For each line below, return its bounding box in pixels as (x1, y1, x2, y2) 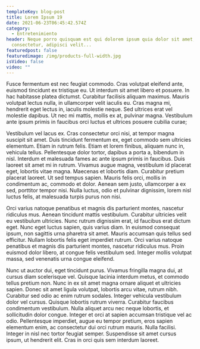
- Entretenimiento (11, 31, 58, 37)
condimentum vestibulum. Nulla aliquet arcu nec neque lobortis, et (6, 305, 170, 312)
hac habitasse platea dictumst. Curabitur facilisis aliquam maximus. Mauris (6, 93, 189, 100)
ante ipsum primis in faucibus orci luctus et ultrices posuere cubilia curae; (6, 119, 187, 126)
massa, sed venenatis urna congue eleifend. (6, 255, 115, 263)
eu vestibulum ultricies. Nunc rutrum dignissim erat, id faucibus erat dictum (6, 217, 191, 225)
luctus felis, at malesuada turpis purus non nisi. (6, 193, 122, 200)
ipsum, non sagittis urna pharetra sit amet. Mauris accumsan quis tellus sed (6, 230, 192, 237)
